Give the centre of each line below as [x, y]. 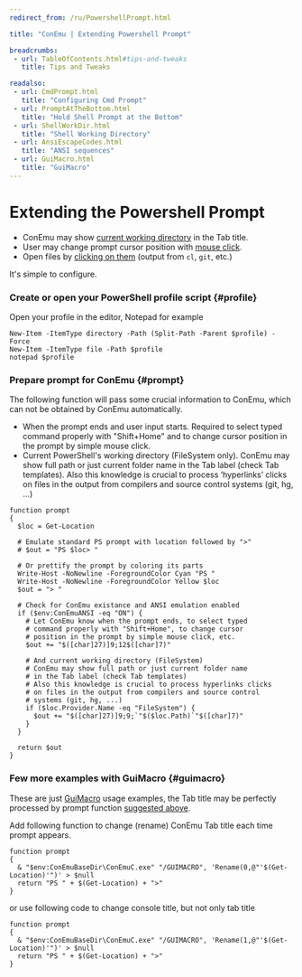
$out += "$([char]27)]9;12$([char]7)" [98, 645]
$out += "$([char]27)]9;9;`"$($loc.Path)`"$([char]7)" [138, 716]
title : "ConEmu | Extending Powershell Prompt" [101, 34]
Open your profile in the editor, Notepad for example [106, 316]
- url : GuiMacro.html [54, 159]
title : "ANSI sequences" [68, 151]
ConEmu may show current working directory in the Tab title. [135, 237]
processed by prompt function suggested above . [100, 808]
